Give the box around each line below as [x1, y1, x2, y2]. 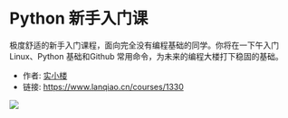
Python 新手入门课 [9, 8, 149, 29]
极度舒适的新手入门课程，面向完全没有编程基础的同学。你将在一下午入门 [9, 40, 279, 50]
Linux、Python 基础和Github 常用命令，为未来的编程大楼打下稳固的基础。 [9, 50, 283, 61]
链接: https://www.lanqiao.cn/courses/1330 [22, 81, 184, 92]
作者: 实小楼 [22, 69, 68, 81]
